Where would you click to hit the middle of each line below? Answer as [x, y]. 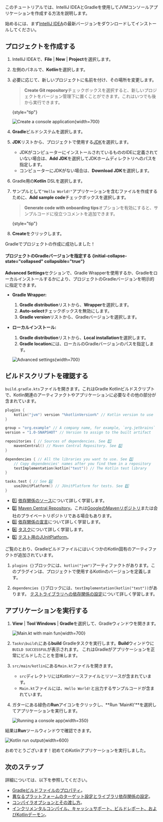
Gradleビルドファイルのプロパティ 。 [48, 790]
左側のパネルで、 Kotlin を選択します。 [50, 69]
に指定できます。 [22, 285]
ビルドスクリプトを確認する [47, 376]
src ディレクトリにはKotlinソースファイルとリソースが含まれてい [83, 676]
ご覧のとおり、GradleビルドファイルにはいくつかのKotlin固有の [69, 549]
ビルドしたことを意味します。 [50, 655]
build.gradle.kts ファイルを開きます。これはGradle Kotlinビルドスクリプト [80, 389]
